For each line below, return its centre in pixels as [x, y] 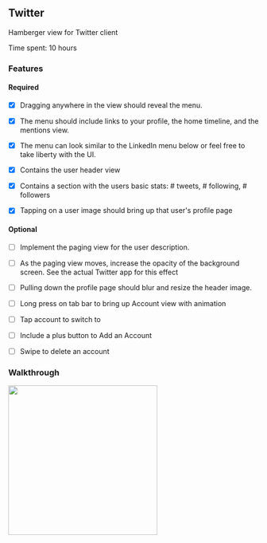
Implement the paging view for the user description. [104, 247]
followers [35, 195]
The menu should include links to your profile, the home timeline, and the [139, 121]
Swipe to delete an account [64, 351]
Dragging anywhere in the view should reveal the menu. [111, 105]
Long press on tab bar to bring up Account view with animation [123, 303]
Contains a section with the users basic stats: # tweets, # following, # [133, 186]
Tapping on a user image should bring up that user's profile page [126, 211]
